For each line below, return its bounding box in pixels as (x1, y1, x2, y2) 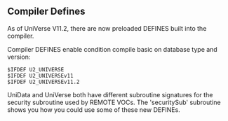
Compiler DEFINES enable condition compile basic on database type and (7, 45, 217, 53)
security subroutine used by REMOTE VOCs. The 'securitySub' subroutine (7, 98, 221, 106)
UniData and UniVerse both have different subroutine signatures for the (7, 90, 213, 99)
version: (7, 52, 31, 61)
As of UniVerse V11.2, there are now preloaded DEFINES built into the (7, 24, 207, 32)
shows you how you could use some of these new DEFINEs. (7, 105, 180, 114)
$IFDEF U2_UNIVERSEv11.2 (7, 78, 80, 85)
